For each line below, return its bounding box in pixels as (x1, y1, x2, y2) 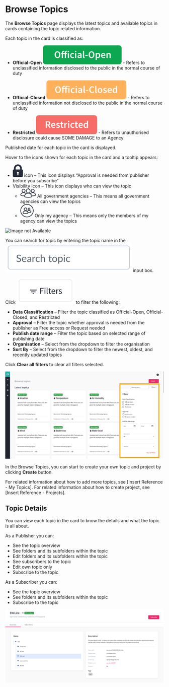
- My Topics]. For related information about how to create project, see (5, 485, 150, 491)
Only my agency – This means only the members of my (34, 213, 149, 219)
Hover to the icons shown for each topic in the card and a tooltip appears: (5, 154, 158, 160)
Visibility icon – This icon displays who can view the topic (12, 183, 132, 189)
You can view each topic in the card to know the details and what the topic (5, 517, 160, 523)
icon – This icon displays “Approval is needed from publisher (24, 172, 149, 178)
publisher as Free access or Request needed (12, 325, 106, 331)
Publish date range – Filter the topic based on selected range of (12, 330, 146, 336)
